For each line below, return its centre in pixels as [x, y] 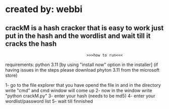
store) [11, 75]
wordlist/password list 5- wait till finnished [49, 101]
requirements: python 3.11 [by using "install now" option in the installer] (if [82, 65]
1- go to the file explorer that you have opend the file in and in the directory [83, 85]
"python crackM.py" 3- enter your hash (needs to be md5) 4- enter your [80, 96]
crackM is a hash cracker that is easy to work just [84, 28]
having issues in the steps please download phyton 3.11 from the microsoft [82, 70]
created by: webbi [44, 9]
